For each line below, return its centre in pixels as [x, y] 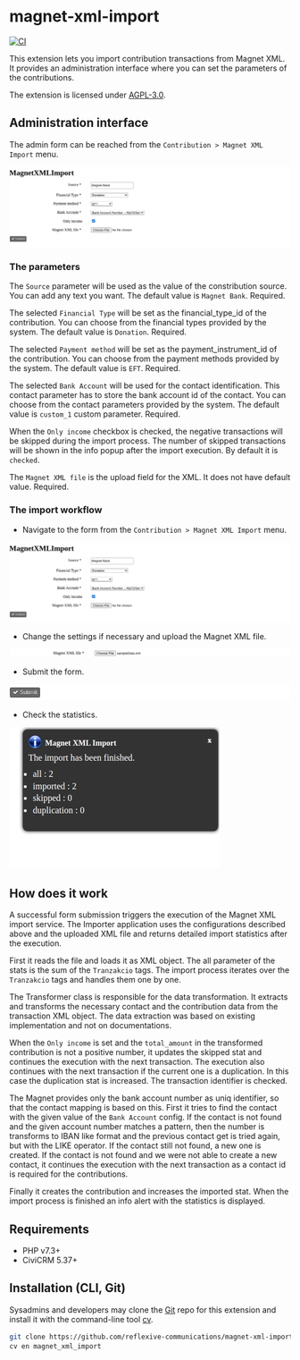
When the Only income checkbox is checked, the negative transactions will [146, 432]
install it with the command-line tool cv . [81, 1319]
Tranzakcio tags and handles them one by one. [95, 980]
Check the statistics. [60, 715]
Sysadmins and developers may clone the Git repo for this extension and [143, 1309]
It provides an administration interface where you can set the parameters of [148, 68]
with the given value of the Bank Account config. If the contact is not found [146, 1117]
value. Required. [39, 487]
